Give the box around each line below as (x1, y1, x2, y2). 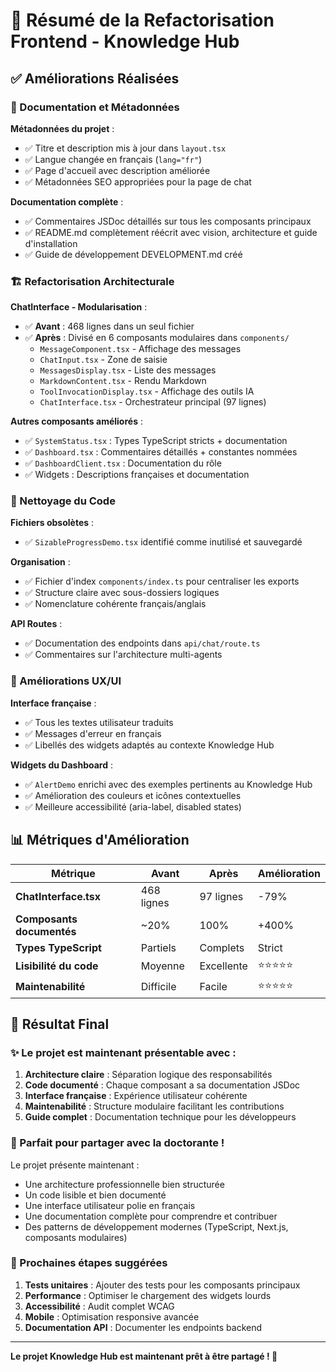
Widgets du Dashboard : (10, 759, 114, 771)
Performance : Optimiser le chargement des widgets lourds (24, 1289, 272, 1301)
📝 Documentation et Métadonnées (10, 100, 180, 114)
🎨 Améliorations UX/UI (10, 674, 122, 688)
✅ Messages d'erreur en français (24, 727, 162, 739)
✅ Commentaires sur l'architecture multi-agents (24, 649, 223, 661)
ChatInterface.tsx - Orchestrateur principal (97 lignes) (39, 396, 267, 408)
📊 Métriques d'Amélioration (10, 832, 190, 849)
